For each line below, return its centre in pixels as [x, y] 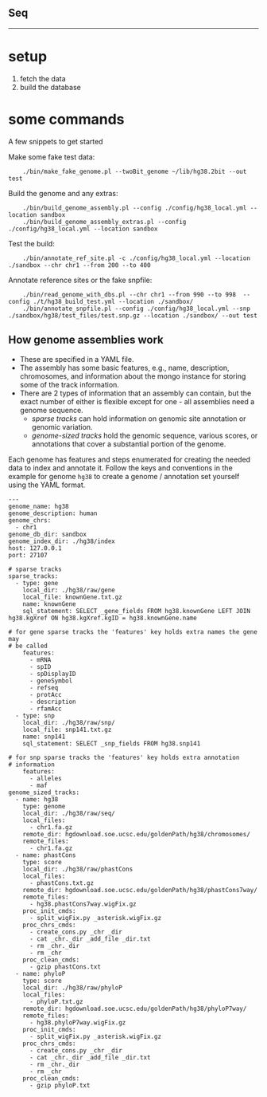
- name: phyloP [41, 973]
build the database [50, 87]
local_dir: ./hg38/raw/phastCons [78, 869]
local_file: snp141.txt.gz [67, 729]
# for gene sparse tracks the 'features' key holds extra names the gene [133, 632]
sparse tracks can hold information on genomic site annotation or [139, 419]
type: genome [44, 806]
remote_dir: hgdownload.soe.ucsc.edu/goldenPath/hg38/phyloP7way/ [135, 1009]
